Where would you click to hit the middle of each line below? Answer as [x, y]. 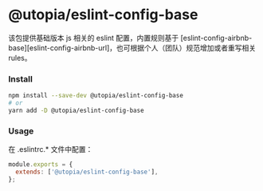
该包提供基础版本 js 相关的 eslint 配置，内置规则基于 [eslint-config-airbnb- [130, 38]
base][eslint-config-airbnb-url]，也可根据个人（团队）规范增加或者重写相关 [132, 48]
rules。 [20, 58]
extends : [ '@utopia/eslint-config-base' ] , [87, 172]
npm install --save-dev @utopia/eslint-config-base [96, 96]
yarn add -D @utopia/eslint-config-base [77, 110]
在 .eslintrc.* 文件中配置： [51, 149]
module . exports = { [41, 165]
